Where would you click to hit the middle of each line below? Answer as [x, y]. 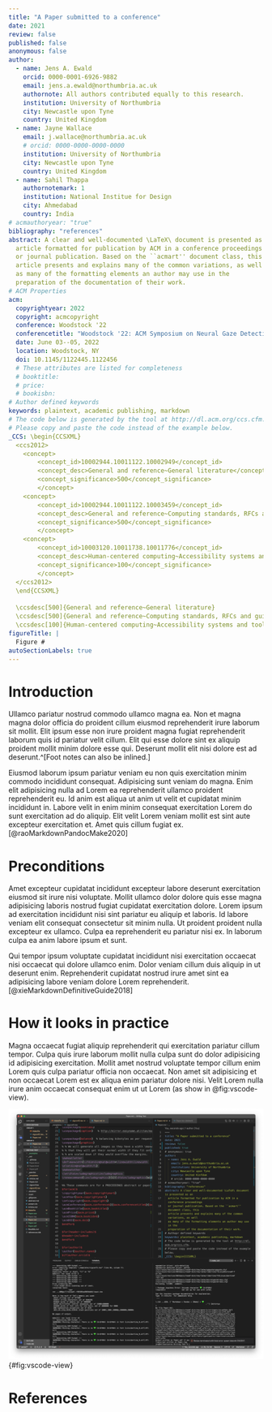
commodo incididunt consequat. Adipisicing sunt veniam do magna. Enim [131, 781]
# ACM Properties [38, 291]
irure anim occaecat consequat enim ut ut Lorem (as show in [109, 1089]
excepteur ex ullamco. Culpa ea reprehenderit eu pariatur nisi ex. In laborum [135, 932]
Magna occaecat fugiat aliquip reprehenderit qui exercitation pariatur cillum [134, 1046]
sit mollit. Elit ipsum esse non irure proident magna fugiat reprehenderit [127, 731]
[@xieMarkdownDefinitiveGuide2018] [71, 991]
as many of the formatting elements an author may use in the [123, 274]
